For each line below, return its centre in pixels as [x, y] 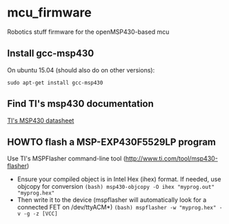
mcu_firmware [49, 13]
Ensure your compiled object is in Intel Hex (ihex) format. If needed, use [119, 179]
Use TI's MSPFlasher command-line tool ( [67, 159]
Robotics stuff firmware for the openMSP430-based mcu [88, 32]
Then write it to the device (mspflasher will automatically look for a [112, 200]
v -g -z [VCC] [37, 214]
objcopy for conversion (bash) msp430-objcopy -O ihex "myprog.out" [116, 187]
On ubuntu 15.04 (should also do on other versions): [81, 70]
